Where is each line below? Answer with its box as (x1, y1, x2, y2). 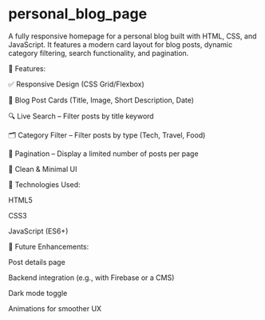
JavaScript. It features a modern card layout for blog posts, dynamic (8, 39, 233, 49)
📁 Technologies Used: (8, 179, 81, 189)
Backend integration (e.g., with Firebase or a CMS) (8, 273, 175, 282)
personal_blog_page (8, 5, 148, 23)
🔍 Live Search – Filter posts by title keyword (8, 111, 154, 121)
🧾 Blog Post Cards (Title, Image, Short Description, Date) (8, 95, 194, 105)
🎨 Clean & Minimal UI (8, 164, 77, 174)
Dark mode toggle (8, 288, 68, 298)
